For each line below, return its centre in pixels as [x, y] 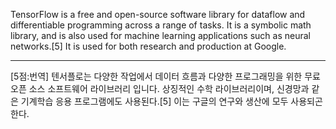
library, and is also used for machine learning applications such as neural [160, 35]
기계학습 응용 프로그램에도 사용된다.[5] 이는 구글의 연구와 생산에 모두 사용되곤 [171, 101]
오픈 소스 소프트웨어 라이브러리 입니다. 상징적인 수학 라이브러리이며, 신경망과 [160, 88]
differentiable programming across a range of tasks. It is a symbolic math [161, 25]
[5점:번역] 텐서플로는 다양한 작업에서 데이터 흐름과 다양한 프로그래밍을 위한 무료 [165, 76]
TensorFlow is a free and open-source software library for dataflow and [158, 14]
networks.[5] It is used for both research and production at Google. [148, 46]
